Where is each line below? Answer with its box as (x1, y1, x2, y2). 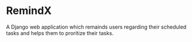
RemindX (6, 4, 52, 17)
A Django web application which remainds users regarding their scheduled (6, 23, 187, 30)
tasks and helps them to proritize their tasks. (6, 29, 114, 36)
